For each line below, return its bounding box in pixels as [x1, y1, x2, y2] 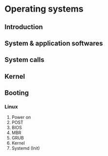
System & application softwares [4, 39, 103, 47]
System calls [4, 56, 45, 64]
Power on [11, 114, 31, 120]
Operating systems [4, 3, 84, 15]
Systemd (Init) [11, 145, 40, 151]
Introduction [4, 23, 43, 31]
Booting [4, 89, 29, 97]
